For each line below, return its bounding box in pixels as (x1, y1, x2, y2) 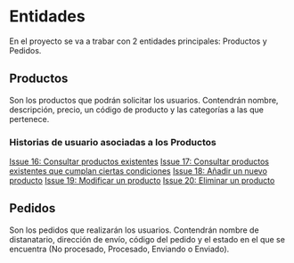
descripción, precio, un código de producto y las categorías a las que (9, 104, 265, 115)
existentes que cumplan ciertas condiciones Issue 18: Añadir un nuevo (9, 166, 267, 177)
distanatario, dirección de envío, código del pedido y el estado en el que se (9, 234, 285, 244)
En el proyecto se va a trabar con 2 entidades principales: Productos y (9, 36, 267, 46)
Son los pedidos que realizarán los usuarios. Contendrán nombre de (9, 225, 260, 235)
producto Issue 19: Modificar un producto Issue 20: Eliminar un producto (9, 176, 275, 186)
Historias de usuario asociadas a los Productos (9, 136, 216, 148)
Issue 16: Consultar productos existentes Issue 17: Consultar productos (9, 156, 270, 167)
